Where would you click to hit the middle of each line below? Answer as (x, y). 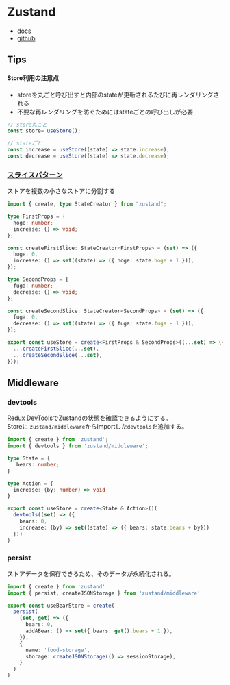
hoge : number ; (33, 223)
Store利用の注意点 (33, 78)
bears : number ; (38, 464)
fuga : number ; (33, 286)
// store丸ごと (27, 125)
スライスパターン (35, 175)
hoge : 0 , (26, 254)
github (26, 38)
